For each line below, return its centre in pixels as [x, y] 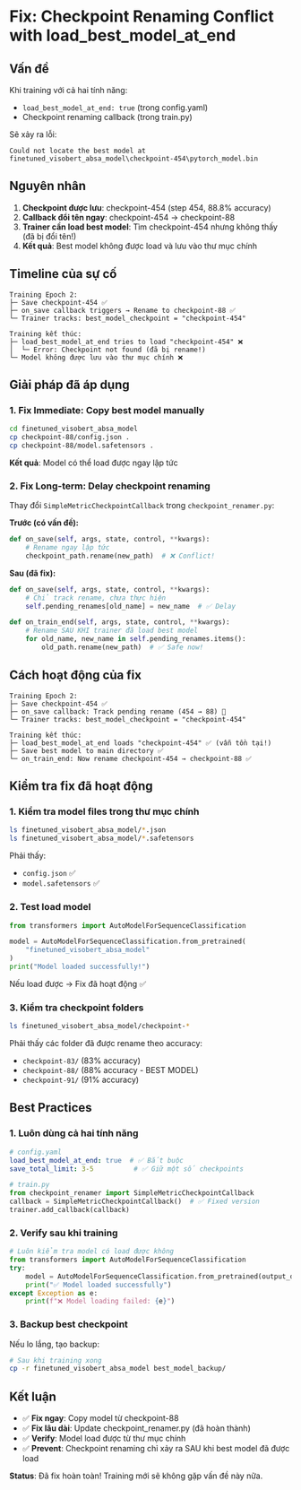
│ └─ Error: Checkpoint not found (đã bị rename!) [107, 350]
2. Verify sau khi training [64, 1233]
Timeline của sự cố [63, 274]
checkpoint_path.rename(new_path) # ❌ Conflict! [120, 556]
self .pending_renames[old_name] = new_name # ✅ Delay [130, 606]
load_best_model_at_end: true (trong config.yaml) [115, 108]
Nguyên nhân [48, 186]
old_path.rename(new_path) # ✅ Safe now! [123, 647]
